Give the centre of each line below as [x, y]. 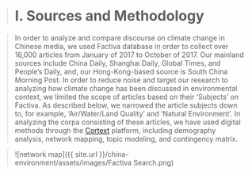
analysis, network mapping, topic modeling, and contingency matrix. [126, 139]
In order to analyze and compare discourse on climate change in [120, 38]
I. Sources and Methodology [109, 16]
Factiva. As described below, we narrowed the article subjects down [126, 105]
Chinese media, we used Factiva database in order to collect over [122, 46]
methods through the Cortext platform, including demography [115, 130]
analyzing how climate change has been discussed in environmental [126, 88]
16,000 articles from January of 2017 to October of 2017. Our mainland [129, 55]
